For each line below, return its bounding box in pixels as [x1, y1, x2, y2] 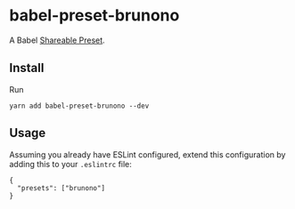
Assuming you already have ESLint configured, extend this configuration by [9, 149, 286, 160]
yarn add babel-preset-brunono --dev [9, 101, 150, 110]
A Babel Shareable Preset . [9, 35, 105, 45]
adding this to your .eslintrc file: [9, 158, 132, 169]
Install [9, 60, 45, 76]
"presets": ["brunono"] [17, 183, 105, 192]
